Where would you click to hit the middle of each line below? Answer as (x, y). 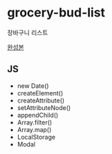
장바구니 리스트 (28, 32)
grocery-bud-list (56, 13)
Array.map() (34, 129)
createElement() (40, 93)
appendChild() (38, 115)
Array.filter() (35, 122)
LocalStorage (36, 137)
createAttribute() (41, 100)
